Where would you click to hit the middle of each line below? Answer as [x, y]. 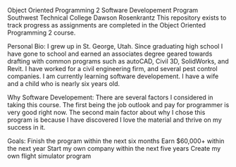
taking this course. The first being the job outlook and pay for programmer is [118, 105]
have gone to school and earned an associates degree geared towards [110, 54]
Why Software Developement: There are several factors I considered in [110, 97]
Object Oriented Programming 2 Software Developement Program [103, 10]
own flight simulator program [49, 156]
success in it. [26, 127]
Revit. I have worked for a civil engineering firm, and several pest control [112, 69]
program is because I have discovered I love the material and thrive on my [114, 120]
